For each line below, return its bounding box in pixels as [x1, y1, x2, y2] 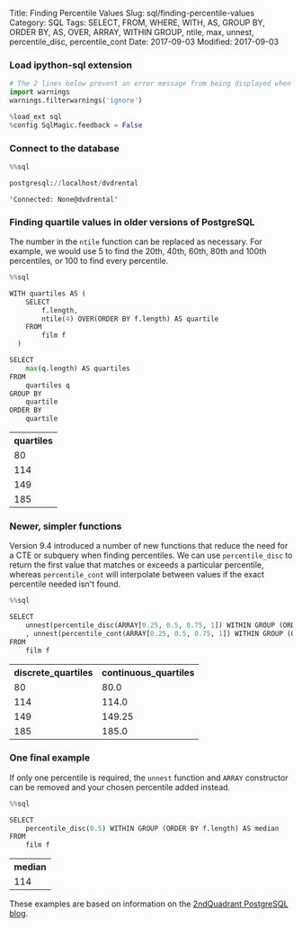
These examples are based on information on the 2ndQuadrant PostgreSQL [9, 898, 289, 909]
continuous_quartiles [102, 666, 195, 678]
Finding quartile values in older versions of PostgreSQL [9, 215, 255, 228]
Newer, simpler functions [9, 520, 122, 532]
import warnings [9, 87, 70, 97]
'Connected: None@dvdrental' [9, 195, 119, 204]
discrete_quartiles [13, 666, 93, 678]
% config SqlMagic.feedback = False [9, 121, 143, 130]
